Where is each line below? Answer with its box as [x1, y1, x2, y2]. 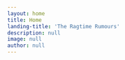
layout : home [7, 10, 45, 17]
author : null [7, 42, 45, 49]
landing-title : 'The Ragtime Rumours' [7, 23, 120, 30]
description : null [7, 29, 61, 37]
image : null [7, 36, 42, 43]
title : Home [7, 17, 42, 23]
